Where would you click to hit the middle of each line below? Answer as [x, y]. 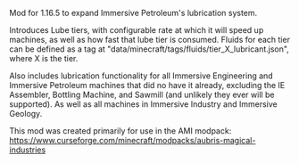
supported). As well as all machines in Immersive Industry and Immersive [144, 104]
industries [28, 150]
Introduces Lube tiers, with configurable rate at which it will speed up [137, 30]
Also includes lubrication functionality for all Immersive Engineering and [141, 76]
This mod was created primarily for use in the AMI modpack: [120, 131]
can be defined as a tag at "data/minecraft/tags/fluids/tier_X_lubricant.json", [149, 49]
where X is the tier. [44, 58]
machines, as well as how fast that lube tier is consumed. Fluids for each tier [149, 40]
